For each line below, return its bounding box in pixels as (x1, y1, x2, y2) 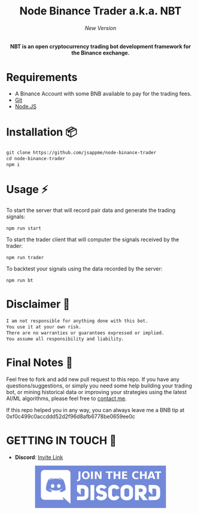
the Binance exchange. (71, 49, 130, 56)
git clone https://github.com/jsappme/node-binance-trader (6, 150, 157, 156)
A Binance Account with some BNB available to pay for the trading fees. (14, 90, 192, 97)
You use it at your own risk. (6, 324, 82, 330)
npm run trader (6, 255, 44, 261)
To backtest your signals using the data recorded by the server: (6, 265, 163, 272)
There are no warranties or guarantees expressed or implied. (6, 330, 165, 336)
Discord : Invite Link (14, 454, 63, 461)
